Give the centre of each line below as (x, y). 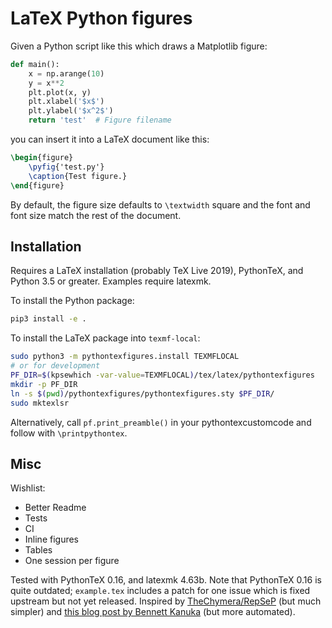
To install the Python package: (72, 301)
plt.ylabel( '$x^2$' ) (71, 111)
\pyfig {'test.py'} (66, 167)
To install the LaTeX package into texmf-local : (105, 338)
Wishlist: (28, 488)
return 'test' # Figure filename (100, 120)
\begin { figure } (42, 158)
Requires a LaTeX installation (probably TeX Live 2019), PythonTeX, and (157, 271)
